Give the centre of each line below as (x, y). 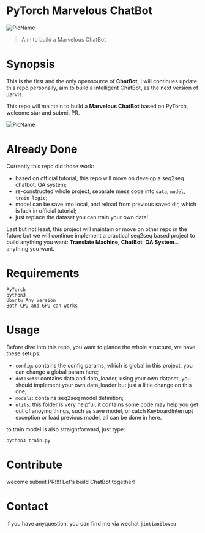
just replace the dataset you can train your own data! (82, 217)
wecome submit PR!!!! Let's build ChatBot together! (71, 482)
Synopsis (31, 64)
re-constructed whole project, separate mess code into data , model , (100, 191)
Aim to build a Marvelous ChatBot (64, 39)
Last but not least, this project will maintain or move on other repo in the (97, 229)
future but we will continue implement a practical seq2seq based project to (101, 235)
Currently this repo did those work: (50, 166)
